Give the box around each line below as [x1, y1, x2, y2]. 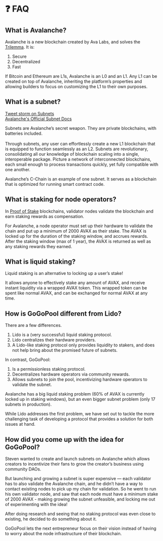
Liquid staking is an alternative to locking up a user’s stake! [5, 270, 123, 276]
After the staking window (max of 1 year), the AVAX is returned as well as [5, 238, 151, 244]
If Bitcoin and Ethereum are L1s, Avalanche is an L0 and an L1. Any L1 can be [5, 73, 157, 79]
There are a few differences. [5, 323, 62, 328]
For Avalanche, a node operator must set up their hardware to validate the [5, 223, 153, 229]
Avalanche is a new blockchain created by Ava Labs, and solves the [5, 39, 141, 45]
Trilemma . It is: [5, 44, 35, 50]
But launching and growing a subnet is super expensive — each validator [5, 476, 151, 482]
